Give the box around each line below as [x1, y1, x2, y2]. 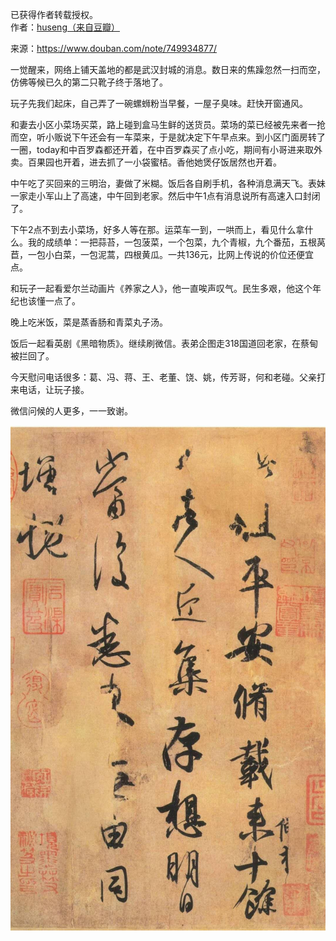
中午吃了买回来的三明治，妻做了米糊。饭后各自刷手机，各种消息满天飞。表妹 [10, 178, 326, 189]
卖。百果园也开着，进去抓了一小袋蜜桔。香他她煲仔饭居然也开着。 [10, 156, 282, 168]
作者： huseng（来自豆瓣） [10, 21, 120, 33]
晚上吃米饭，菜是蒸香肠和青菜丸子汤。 [10, 316, 168, 328]
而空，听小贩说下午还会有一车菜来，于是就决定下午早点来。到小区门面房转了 [10, 131, 326, 143]
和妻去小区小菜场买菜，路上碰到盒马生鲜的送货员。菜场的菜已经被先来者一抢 [10, 119, 326, 130]
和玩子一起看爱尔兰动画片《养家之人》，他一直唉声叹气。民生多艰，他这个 [10, 283, 313, 294]
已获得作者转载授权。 [10, 9, 98, 20]
